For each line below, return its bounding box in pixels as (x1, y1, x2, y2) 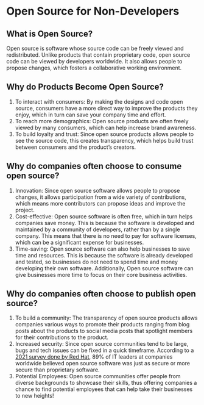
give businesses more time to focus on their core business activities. (15, 271, 188, 278)
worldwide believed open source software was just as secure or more (15, 360, 191, 367)
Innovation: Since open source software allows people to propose (15, 187, 180, 194)
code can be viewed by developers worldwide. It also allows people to (6, 58, 183, 65)
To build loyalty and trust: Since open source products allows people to (15, 130, 194, 138)
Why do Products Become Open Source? (6, 82, 164, 92)
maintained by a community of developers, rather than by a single (15, 226, 181, 233)
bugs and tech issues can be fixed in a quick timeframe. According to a (15, 346, 194, 354)
